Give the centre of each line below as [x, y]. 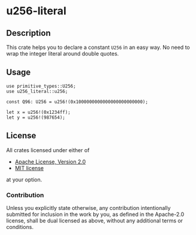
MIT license [29, 168]
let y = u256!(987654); [36, 117]
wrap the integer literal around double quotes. [63, 54]
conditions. [20, 227]
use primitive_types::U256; [41, 86]
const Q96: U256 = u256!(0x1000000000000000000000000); [77, 102]
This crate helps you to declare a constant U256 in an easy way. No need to [98, 47]
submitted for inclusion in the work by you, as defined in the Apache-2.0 [95, 214]
